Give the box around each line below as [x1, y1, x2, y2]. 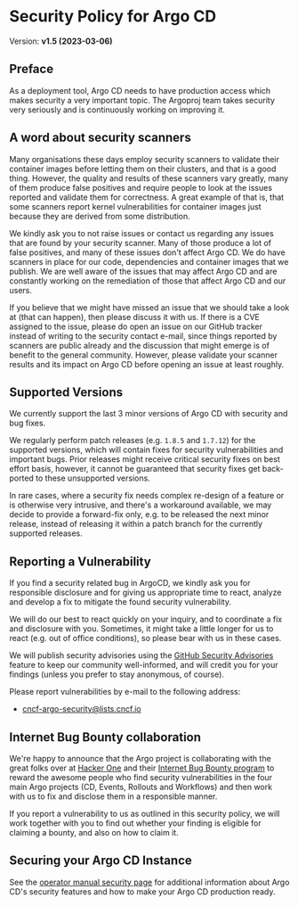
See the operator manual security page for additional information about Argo [9, 877, 290, 887]
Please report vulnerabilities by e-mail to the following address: [9, 687, 241, 697]
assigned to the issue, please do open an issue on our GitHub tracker [9, 321, 262, 332]
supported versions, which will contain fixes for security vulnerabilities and [9, 444, 284, 456]
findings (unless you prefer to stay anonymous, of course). [9, 669, 225, 679]
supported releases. [9, 528, 83, 539]
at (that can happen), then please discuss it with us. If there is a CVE [9, 311, 260, 322]
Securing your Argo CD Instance [9, 853, 193, 869]
